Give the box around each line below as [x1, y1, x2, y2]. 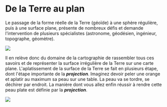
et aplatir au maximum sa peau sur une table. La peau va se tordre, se [5, 76, 150, 82]
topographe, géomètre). [5, 36, 55, 42]
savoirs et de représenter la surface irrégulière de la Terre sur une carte [5, 60, 154, 66]
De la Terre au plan [5, 3, 85, 15]
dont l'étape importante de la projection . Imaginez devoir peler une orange [5, 71, 160, 77]
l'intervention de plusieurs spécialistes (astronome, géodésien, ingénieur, [5, 30, 157, 36]
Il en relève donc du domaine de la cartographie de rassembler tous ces [5, 55, 154, 61]
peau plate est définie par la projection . [5, 86, 88, 93]
